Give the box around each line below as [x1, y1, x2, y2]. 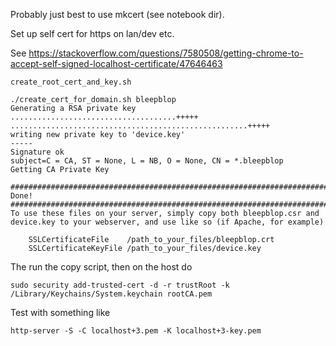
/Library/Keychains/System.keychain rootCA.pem [10, 289, 213, 299]
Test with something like [10, 307, 111, 318]
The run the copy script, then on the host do [10, 261, 193, 273]
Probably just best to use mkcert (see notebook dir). [10, 9, 225, 20]
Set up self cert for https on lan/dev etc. [10, 28, 175, 39]
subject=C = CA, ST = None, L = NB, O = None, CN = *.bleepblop [10, 156, 284, 166]
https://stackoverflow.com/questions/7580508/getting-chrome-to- [28, 47, 304, 59]
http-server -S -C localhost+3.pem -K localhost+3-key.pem [10, 326, 262, 336]
